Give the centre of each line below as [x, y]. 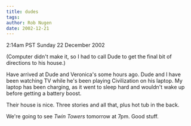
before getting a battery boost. [44, 93]
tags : [13, 17]
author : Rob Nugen [29, 23]
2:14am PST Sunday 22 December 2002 [56, 45]
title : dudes [22, 12]
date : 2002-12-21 [28, 28]
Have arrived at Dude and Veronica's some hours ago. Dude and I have [93, 74]
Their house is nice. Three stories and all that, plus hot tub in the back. [93, 105]
